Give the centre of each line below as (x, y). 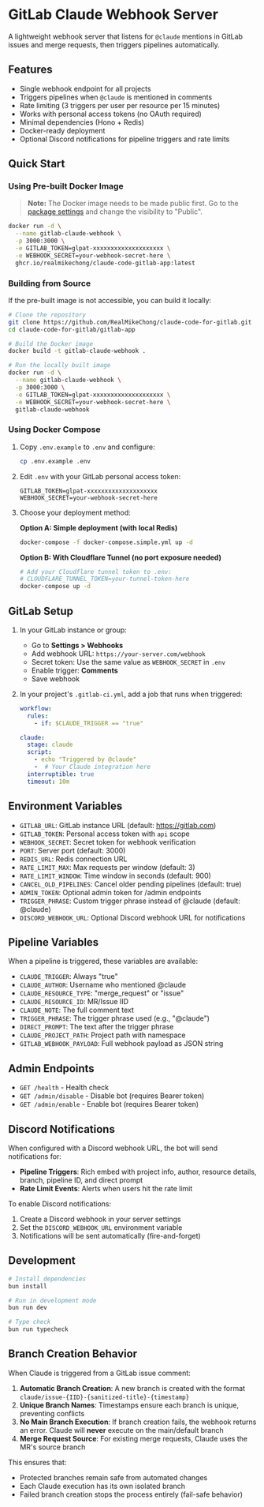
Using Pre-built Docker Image (66, 186)
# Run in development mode (52, 1300)
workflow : (36, 708)
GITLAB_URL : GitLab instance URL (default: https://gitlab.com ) (118, 825)
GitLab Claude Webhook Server (113, 15)
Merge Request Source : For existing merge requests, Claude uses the (134, 1438)
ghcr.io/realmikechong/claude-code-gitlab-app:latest (105, 263)
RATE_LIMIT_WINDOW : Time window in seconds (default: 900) (115, 875)
